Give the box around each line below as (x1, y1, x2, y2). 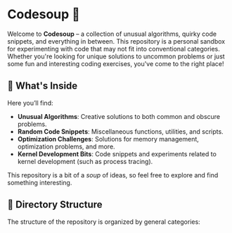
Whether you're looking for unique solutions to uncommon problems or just (7, 52, 225, 61)
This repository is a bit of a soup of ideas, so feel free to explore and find (7, 170, 219, 179)
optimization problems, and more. (17, 142, 115, 151)
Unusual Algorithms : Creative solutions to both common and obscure (17, 112, 221, 120)
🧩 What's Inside (7, 80, 78, 92)
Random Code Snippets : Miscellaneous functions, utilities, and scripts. (17, 127, 224, 136)
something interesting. (7, 178, 72, 187)
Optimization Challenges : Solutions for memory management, (17, 134, 199, 143)
